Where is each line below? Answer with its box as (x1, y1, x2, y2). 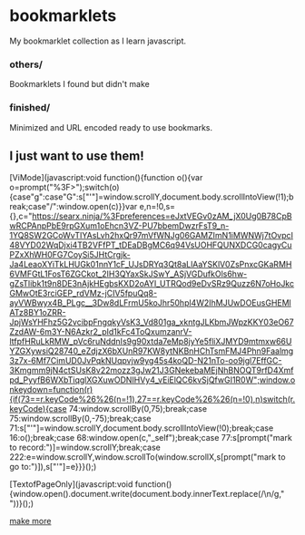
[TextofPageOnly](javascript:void (9, 479, 133, 490)
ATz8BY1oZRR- (9, 307, 66, 318)
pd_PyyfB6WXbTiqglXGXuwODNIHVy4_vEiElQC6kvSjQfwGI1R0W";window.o (9, 374, 296, 385)
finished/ (9, 102, 51, 114)
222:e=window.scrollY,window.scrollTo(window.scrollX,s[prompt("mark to (9, 452, 286, 462)
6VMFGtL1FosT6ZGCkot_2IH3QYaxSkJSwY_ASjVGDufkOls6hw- (9, 268, 248, 279)
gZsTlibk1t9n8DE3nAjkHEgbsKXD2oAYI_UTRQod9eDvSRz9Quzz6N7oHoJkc (9, 278, 295, 289)
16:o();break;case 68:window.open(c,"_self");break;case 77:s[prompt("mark (9, 433, 292, 443)
